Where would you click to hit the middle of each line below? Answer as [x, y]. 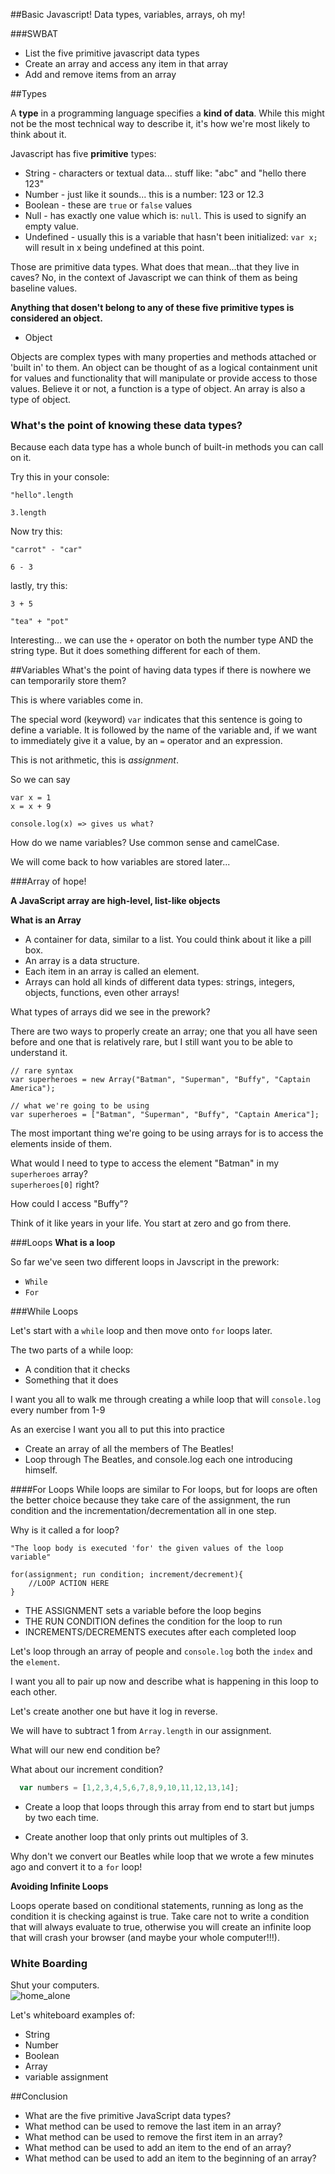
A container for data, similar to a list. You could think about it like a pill [168, 940]
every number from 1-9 [58, 1410]
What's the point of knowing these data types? [126, 425]
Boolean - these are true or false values [108, 205]
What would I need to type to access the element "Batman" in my [145, 1163]
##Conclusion [39, 2096]
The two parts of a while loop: [72, 1350]
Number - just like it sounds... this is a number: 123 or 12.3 [144, 194]
